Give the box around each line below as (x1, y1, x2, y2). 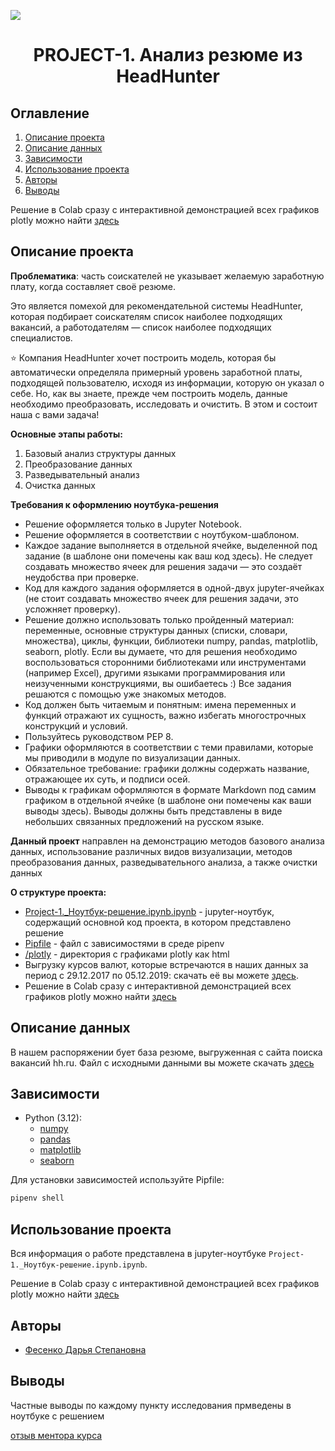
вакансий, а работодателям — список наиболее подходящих (10, 321, 272, 333)
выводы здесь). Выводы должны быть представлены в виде (24, 805, 283, 817)
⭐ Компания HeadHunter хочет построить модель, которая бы (10, 351, 277, 364)
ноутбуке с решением (10, 1410, 105, 1422)
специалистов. (10, 331, 73, 344)
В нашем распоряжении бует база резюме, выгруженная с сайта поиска (10, 1046, 323, 1058)
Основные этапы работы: (10, 428, 123, 440)
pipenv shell (10, 1193, 65, 1204)
